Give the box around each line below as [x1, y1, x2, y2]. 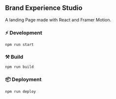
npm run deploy [5, 89, 36, 94]
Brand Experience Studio [5, 4, 83, 12]
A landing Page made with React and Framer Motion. [5, 17, 112, 22]
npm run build [5, 64, 34, 70]
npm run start [5, 42, 34, 47]
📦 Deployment [5, 76, 42, 83]
